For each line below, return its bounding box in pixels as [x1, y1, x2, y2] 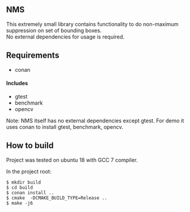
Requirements [6, 50, 59, 61]
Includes [6, 80, 28, 87]
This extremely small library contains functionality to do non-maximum [6, 20, 179, 27]
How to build [6, 141, 54, 151]
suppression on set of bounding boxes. [6, 27, 102, 34]
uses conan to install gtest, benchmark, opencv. [6, 123, 123, 130]
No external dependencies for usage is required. [6, 33, 125, 40]
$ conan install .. [6, 189, 55, 195]
